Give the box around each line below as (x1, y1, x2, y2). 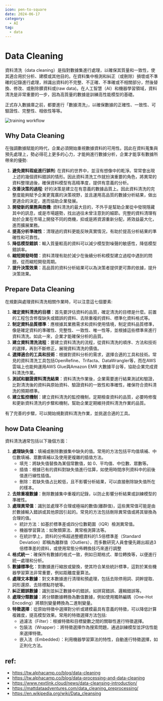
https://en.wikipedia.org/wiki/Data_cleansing (12, 690, 101, 697)
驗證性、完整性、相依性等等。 (5, 108, 65, 114)
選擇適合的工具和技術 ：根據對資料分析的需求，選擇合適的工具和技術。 (12, 351, 153, 357)
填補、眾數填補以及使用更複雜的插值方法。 (20, 454, 106, 460)
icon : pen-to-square (5, 7, 47, 12)
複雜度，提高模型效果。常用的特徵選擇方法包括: (12, 612, 107, 618)
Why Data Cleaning (5, 132, 65, 140)
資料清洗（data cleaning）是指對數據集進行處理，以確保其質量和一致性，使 (5, 67, 155, 73)
